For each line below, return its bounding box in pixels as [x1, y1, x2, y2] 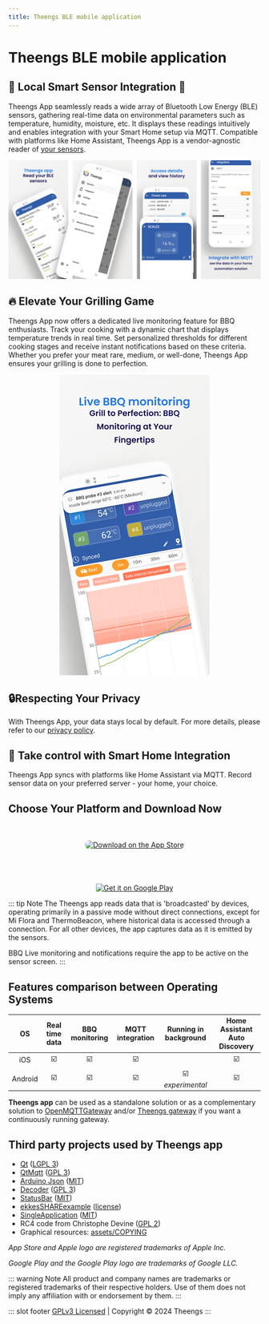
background [164, 1033, 207, 1043]
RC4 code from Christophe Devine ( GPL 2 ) [19, 1219, 161, 1229]
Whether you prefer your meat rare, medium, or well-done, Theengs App [8, 349, 248, 360]
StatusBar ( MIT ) [19, 1193, 73, 1203]
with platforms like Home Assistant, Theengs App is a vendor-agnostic [8, 135, 241, 145]
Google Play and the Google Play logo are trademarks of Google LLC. [8, 1258, 239, 1268]
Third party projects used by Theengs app [8, 1138, 223, 1152]
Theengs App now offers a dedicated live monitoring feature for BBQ [8, 316, 235, 325]
